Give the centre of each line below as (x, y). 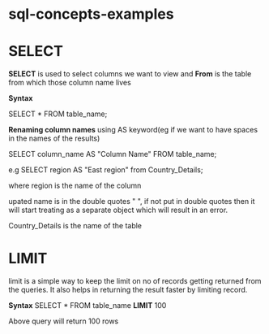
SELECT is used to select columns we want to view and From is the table (130, 74)
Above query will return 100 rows (64, 321)
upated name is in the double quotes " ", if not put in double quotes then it (132, 202)
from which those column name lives (70, 83)
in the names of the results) (54, 138)
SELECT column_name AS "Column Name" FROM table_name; (113, 154)
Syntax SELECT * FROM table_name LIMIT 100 (88, 306)
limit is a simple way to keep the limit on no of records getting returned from (135, 281)
